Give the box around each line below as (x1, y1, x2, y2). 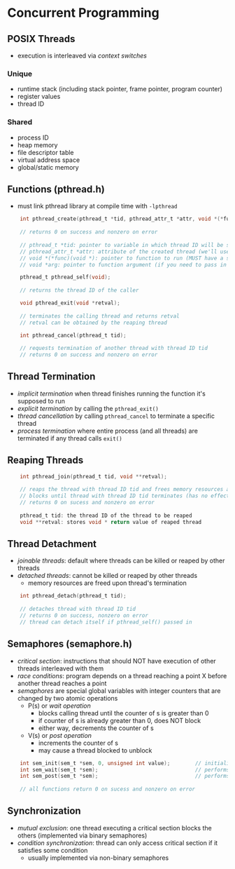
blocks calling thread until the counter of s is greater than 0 (38, 708, 209, 717)
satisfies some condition (17, 846, 88, 854)
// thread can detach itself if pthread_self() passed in (20, 619, 192, 626)
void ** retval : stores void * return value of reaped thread (20, 518, 201, 525)
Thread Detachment (7, 538, 97, 550)
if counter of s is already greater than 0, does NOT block (38, 716, 201, 725)
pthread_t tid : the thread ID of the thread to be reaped (20, 512, 192, 519)
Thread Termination (7, 370, 96, 383)
